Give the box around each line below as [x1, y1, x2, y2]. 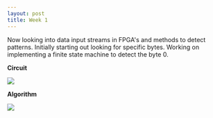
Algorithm [7, 90, 37, 98]
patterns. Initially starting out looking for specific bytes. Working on [7, 43, 200, 51]
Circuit [7, 63, 28, 72]
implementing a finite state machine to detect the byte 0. [7, 50, 169, 59]
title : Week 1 [7, 17, 49, 23]
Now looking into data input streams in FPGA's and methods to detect [7, 35, 206, 43]
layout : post [7, 10, 45, 17]
